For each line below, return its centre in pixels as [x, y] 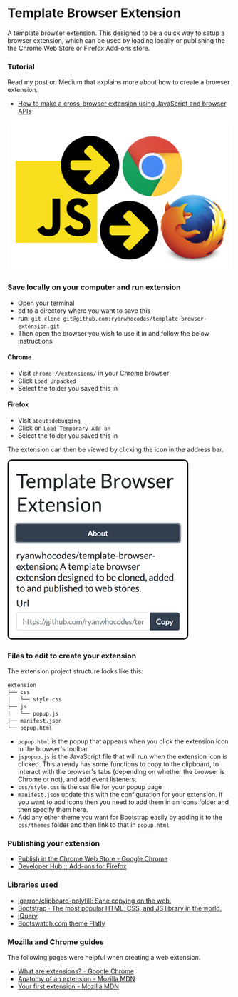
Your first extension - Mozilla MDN [68, 986]
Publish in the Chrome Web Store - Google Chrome [93, 859]
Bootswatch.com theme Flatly [61, 923]
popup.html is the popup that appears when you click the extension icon [123, 741]
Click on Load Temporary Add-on [64, 428]
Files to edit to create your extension [72, 656]
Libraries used [33, 885]
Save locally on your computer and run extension [94, 287]
